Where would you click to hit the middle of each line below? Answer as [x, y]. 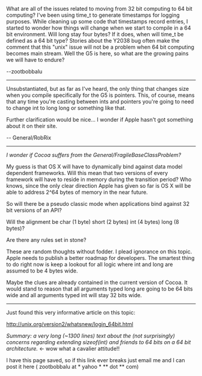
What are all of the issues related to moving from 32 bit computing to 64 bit [99, 9]
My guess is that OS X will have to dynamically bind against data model [94, 167]
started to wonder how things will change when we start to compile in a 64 [99, 28]
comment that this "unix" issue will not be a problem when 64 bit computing [100, 47]
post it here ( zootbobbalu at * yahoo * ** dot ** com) [73, 367]
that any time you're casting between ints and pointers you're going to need [100, 101]
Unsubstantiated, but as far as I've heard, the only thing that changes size [98, 89]
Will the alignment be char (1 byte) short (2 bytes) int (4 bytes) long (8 [93, 222]
